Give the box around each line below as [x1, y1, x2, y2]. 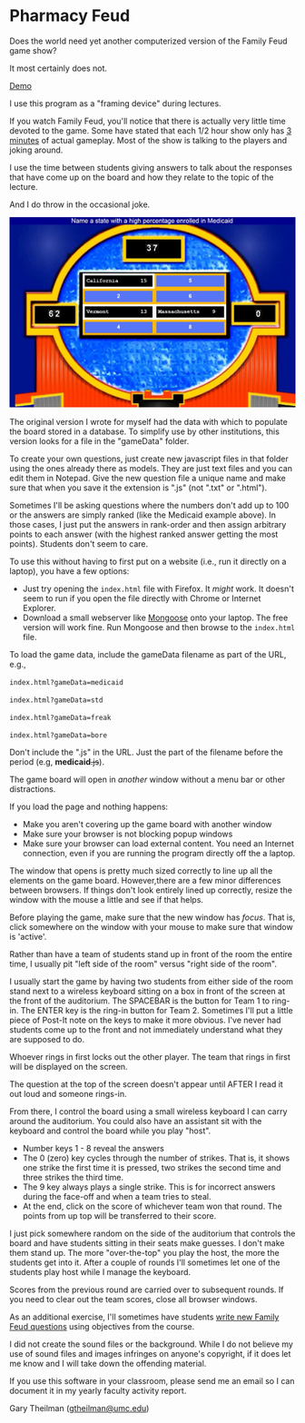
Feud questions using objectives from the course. [9, 1321, 195, 1332]
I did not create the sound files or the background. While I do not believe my [9, 1339, 293, 1349]
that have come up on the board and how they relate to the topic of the [9, 172, 274, 183]
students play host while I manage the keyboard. [9, 1267, 192, 1278]
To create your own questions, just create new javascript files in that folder [9, 453, 289, 464]
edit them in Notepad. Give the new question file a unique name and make [9, 473, 286, 484]
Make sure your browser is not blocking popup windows [22, 828, 233, 840]
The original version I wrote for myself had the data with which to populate [9, 417, 288, 428]
